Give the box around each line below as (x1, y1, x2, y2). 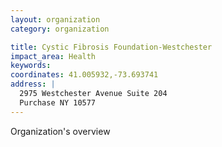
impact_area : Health (10, 51, 97, 61)
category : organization (10, 24, 110, 34)
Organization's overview (10, 125, 111, 137)
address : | (10, 79, 56, 90)
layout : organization (10, 14, 101, 25)
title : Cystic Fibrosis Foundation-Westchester (10, 42, 213, 52)
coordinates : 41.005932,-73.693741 (10, 70, 159, 80)
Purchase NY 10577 (19, 97, 97, 108)
